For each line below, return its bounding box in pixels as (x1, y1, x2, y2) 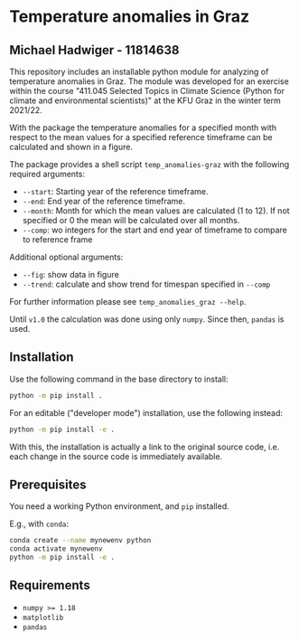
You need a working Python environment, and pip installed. (9, 501, 230, 512)
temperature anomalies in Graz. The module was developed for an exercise (9, 76, 289, 87)
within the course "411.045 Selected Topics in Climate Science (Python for (9, 86, 285, 96)
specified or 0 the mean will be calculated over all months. (22, 215, 240, 225)
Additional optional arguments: (9, 251, 124, 262)
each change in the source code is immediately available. (9, 450, 223, 462)
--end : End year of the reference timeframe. (22, 196, 186, 206)
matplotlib (22, 613, 64, 622)
